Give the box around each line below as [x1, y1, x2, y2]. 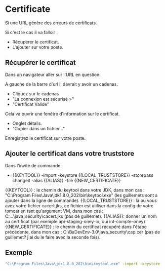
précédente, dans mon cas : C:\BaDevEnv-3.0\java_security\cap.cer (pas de [5, 229, 160, 235]
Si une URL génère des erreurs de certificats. [5, 20, 97, 26]
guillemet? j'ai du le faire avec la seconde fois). [5, 234, 101, 240]
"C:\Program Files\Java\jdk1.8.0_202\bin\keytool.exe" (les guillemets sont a [5, 192, 158, 198]
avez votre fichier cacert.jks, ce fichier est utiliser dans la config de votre [5, 202, 154, 208]
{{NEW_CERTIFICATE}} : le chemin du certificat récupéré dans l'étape [5, 224, 147, 230]
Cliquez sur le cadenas [12, 90, 59, 97]
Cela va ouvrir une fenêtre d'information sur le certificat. [5, 111, 120, 116]
